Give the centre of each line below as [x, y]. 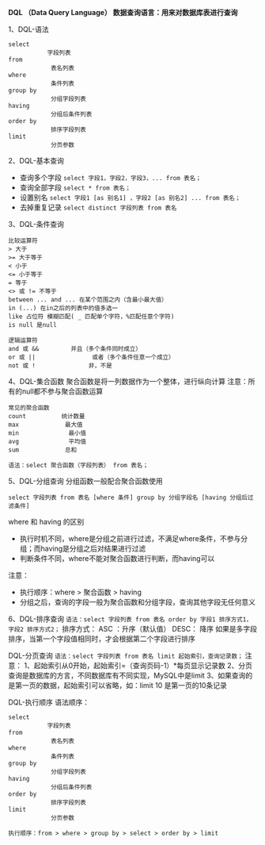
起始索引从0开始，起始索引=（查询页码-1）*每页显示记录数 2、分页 [143, 665]
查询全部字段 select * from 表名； [75, 187]
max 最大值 [45, 424]
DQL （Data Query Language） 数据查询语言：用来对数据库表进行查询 [123, 12]
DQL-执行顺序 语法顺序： [49, 702]
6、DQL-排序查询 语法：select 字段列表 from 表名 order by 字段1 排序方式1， [130, 619]
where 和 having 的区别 [46, 522]
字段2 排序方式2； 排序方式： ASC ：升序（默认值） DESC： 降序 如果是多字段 [132, 629]
